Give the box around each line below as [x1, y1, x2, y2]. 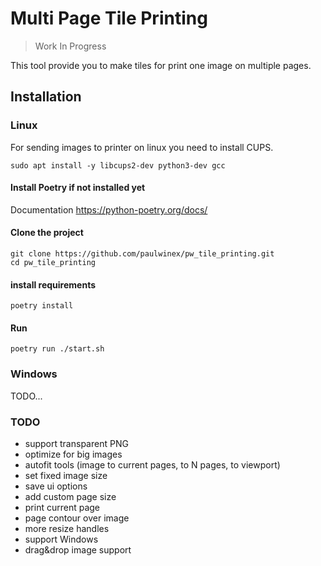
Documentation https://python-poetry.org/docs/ [10, 203, 208, 216]
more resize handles [24, 523, 110, 535]
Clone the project [10, 227, 84, 239]
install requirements [10, 278, 97, 291]
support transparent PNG [24, 438, 129, 450]
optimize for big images [24, 448, 123, 461]
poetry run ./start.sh [10, 344, 105, 354]
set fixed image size [24, 470, 108, 482]
